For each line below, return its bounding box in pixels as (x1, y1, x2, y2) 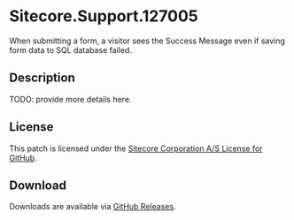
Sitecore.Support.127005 (9, 6, 198, 27)
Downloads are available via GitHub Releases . (9, 201, 176, 212)
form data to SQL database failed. (9, 44, 133, 55)
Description (9, 71, 75, 86)
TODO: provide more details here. (9, 94, 132, 104)
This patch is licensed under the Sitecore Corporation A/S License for (9, 143, 263, 154)
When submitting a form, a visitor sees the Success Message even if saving (9, 35, 286, 46)
